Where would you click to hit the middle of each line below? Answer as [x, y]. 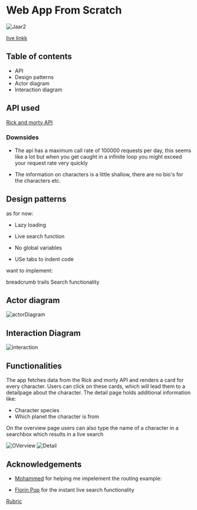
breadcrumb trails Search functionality [53, 282]
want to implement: [29, 270]
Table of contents [39, 57]
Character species [37, 410]
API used [23, 108]
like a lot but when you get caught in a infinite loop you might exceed [98, 156]
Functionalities [34, 366]
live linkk [17, 38]
